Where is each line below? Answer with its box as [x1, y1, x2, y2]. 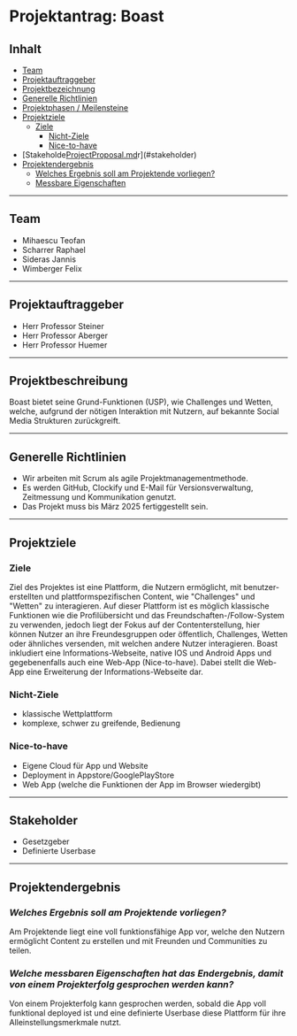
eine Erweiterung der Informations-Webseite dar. [26, 666, 203, 677]
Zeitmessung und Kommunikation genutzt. [21, 492, 177, 503]
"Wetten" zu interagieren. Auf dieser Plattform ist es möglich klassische [9, 600, 270, 611]
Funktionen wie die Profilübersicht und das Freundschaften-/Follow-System [9, 610, 285, 620]
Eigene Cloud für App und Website [21, 760, 148, 771]
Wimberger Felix [21, 263, 82, 273]
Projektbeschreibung [9, 373, 128, 388]
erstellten [9, 591, 44, 602]
